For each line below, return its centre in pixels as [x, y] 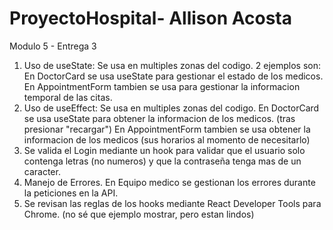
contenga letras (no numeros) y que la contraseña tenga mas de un [162, 161]
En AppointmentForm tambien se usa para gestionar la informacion [162, 86]
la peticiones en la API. [71, 193]
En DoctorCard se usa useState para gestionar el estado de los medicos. [173, 76]
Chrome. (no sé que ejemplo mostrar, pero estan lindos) [139, 214]
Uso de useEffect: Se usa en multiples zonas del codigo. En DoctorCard [171, 108]
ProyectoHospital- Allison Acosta [150, 18]
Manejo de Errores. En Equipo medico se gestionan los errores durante [169, 182]
